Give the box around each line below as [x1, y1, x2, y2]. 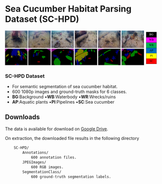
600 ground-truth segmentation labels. [30, 174, 111, 179]
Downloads [5, 113, 40, 122]
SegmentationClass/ [22, 169, 62, 174]
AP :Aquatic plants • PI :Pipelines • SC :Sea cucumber [12, 99, 115, 105]
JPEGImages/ [22, 160, 47, 165]
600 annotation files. [30, 155, 77, 160]
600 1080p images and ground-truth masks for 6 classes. [12, 89, 127, 94]
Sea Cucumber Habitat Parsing [5, 3, 132, 15]
